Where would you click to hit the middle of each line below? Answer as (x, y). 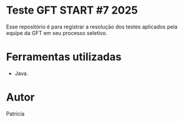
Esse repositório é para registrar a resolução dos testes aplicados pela (92, 27)
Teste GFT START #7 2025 (72, 10)
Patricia (15, 114)
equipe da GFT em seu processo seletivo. (57, 33)
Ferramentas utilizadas (64, 57)
